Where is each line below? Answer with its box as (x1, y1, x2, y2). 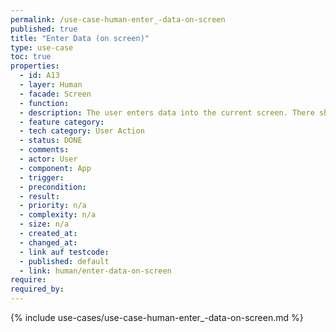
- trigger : (19, 172, 65, 183)
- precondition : (19, 182, 87, 192)
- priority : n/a (19, 201, 87, 211)
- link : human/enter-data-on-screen (19, 266, 172, 276)
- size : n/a (19, 219, 70, 230)
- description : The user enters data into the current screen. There (19, 107, 315, 118)
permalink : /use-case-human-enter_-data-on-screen (10, 14, 226, 25)
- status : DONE (19, 136, 83, 146)
